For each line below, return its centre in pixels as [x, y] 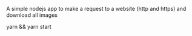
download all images [32, 15]
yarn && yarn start [29, 27]
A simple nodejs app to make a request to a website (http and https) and [96, 9]
